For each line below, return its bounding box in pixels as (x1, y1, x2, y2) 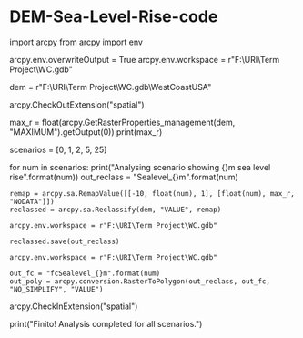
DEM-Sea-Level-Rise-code (9, 6, 218, 27)
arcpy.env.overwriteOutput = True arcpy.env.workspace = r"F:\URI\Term (9, 54, 280, 65)
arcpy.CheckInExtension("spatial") (9, 301, 138, 312)
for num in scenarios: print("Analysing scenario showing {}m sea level (9, 161, 271, 172)
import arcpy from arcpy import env (9, 36, 144, 47)
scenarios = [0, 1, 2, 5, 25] (9, 144, 107, 155)
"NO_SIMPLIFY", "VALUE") (9, 284, 104, 293)
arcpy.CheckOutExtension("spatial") (9, 98, 145, 110)
